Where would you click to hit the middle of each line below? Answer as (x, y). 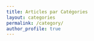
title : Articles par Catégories (47, 12)
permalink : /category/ (35, 23)
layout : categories (31, 17)
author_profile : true (34, 29)
